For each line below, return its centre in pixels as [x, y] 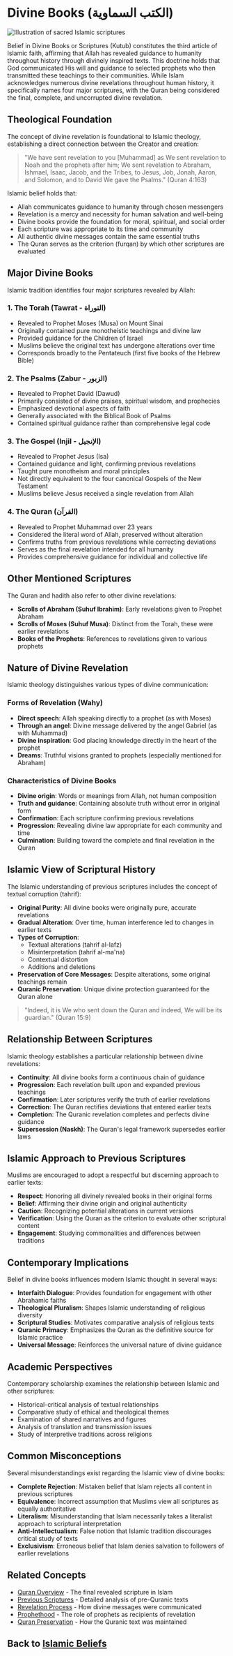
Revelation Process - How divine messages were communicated [109, 1606]
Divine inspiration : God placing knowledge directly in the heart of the [117, 740]
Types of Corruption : [48, 937]
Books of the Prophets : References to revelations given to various [112, 638]
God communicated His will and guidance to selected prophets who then [111, 68]
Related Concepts [47, 1575]
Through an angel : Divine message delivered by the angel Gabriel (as [117, 725]
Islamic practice [40, 1338]
